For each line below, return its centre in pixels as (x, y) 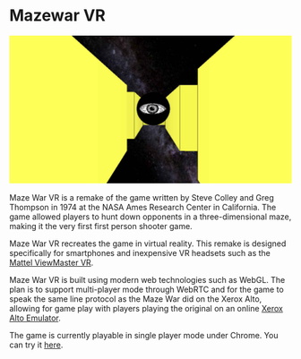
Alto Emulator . (35, 318)
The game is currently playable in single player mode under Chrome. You (144, 336)
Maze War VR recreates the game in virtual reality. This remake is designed (148, 244)
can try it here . (36, 345)
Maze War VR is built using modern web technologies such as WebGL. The (147, 280)
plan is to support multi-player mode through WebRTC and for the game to (146, 290)
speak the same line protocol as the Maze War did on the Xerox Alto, (136, 299)
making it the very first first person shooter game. (101, 227)
